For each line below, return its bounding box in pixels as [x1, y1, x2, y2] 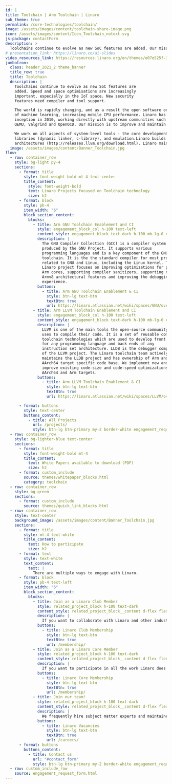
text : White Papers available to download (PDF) [28, 460, 134, 465]
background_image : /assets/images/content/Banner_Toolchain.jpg [14, 517, 155, 523]
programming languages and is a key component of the [41, 250, 159, 256]
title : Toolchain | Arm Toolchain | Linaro [5, 12, 100, 17]
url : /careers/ [46, 738, 79, 743]
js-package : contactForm [5, 36, 58, 42]
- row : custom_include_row [10, 766, 68, 771]
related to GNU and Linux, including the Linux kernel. [41, 260, 164, 265]
